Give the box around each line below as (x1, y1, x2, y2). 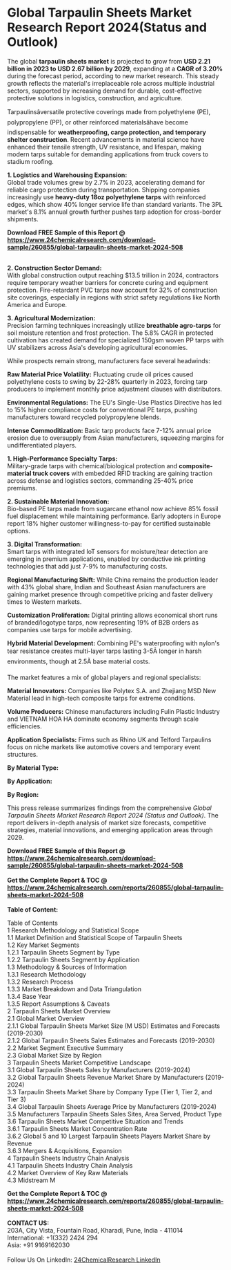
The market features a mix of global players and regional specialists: (7, 673, 201, 681)
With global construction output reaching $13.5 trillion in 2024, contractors (7, 271, 219, 279)
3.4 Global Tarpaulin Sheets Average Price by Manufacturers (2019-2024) (7, 1102, 217, 1111)
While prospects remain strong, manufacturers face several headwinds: (7, 356, 210, 365)
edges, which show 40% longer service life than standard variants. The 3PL (7, 200, 223, 208)
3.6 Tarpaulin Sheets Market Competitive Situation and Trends (7, 1117, 184, 1125)
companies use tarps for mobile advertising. (7, 625, 132, 634)
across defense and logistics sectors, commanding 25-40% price (7, 476, 194, 485)
